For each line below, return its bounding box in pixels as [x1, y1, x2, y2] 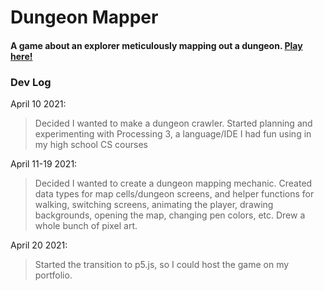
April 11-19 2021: [10, 158, 78, 170]
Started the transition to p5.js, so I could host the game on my [34, 259, 290, 271]
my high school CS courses [34, 139, 148, 151]
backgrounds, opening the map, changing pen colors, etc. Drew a [34, 209, 306, 221]
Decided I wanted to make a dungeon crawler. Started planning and [34, 117, 313, 130]
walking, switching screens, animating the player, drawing [34, 199, 274, 211]
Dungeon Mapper [10, 6, 159, 29]
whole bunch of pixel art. [34, 220, 138, 232]
